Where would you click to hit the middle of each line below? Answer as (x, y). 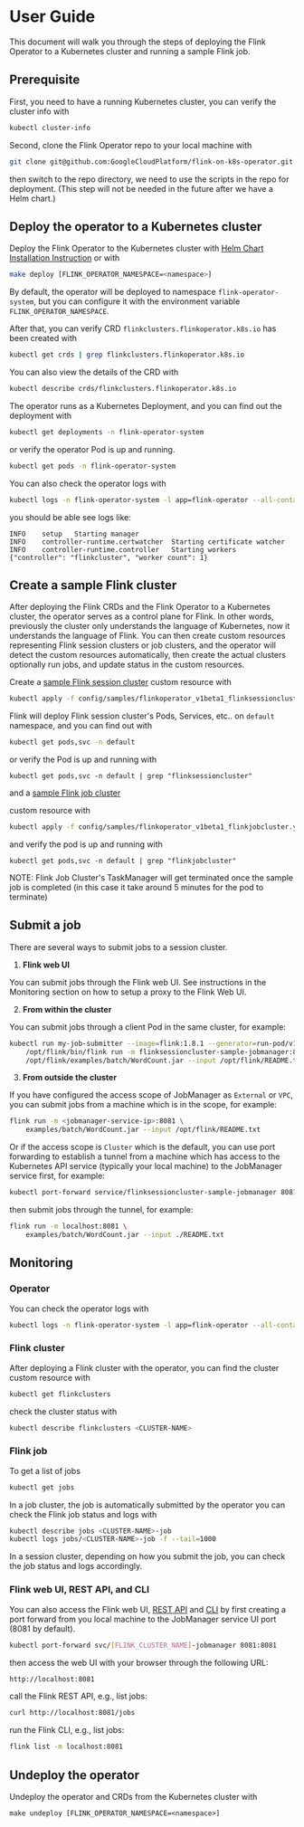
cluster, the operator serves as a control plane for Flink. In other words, (142, 616)
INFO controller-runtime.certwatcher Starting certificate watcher (147, 542)
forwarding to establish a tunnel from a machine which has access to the (145, 1156)
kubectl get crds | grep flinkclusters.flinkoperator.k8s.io (127, 355)
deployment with (41, 415)
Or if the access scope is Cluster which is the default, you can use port (142, 1147)
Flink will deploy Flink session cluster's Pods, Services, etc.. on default (142, 716)
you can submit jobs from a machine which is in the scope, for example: (143, 1105)
